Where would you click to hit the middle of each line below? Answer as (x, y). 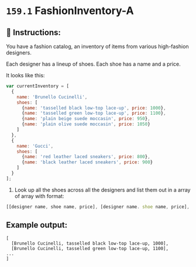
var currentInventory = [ (37, 86)
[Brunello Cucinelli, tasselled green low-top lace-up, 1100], (90, 249)
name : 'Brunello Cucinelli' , (52, 97)
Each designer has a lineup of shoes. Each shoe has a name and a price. (94, 64)
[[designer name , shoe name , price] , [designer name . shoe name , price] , (98, 207)
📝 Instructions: (34, 32)
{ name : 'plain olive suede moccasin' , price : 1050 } (86, 124)
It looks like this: (25, 75)
